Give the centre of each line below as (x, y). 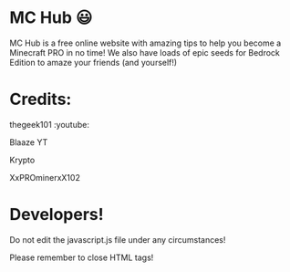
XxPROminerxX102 (45, 177)
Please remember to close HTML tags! (82, 257)
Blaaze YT (29, 142)
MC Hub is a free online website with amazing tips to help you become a (145, 43)
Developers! (57, 215)
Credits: (41, 99)
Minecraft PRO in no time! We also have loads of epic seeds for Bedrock (145, 52)
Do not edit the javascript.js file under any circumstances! (118, 239)
